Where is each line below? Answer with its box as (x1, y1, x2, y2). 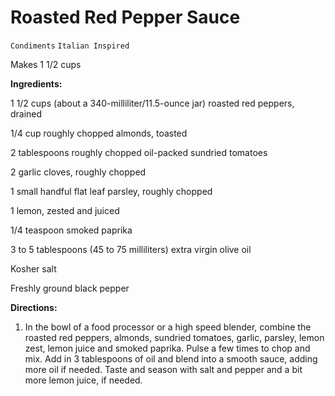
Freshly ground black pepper (10, 282, 130, 294)
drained (10, 107, 43, 120)
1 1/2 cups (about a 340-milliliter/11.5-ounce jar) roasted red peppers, (10, 97, 295, 109)
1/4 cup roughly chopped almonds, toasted (10, 127, 188, 139)
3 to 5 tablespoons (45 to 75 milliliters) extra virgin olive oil (10, 243, 252, 255)
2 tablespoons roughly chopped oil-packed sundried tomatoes (10, 146, 268, 158)
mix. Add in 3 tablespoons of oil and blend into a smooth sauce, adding (24, 352, 318, 365)
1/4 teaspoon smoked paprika (10, 224, 133, 236)
